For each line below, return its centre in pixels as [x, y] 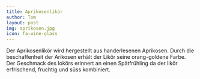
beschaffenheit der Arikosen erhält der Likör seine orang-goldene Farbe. [96, 57]
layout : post [23, 23]
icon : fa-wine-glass [32, 34]
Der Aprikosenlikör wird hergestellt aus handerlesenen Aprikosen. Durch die [100, 50]
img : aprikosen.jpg [31, 28]
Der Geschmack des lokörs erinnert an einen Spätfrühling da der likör [92, 64]
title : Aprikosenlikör [35, 12]
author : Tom [21, 17]
